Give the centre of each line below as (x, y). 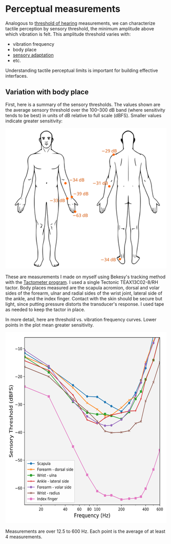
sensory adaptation (33, 55)
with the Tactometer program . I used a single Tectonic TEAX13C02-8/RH (82, 282)
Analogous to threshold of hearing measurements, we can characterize (80, 23)
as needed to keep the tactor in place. (45, 310)
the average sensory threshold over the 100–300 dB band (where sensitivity (85, 110)
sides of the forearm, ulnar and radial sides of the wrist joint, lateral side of (84, 293)
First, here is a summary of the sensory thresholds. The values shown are (83, 104)
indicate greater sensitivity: (34, 121)
